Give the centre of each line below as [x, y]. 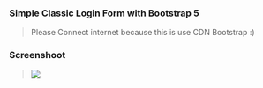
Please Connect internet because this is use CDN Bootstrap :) [143, 33]
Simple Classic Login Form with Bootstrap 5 [105, 13]
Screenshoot [38, 55]
